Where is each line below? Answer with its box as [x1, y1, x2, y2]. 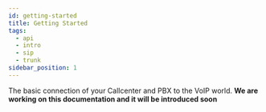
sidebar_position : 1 [8, 64, 78, 72]
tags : [8, 26, 27, 34]
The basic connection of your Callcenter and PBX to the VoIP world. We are [8, 86, 259, 95]
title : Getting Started [8, 19, 88, 27]
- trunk [15, 57, 42, 65]
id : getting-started [8, 11, 78, 20]
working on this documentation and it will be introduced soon [8, 94, 218, 104]
